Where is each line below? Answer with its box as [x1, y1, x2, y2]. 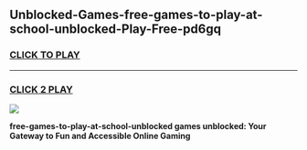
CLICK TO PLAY [9, 49, 80, 62]
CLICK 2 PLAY [9, 83, 73, 95]
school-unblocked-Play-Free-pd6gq [9, 22, 222, 37]
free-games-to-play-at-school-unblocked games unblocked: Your [9, 120, 267, 131]
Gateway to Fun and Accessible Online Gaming [9, 130, 191, 141]
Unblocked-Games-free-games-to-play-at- [9, 7, 263, 23]
